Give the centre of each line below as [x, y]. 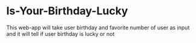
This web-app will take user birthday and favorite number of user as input [98, 27]
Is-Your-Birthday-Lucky [67, 11]
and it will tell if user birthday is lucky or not [60, 33]
